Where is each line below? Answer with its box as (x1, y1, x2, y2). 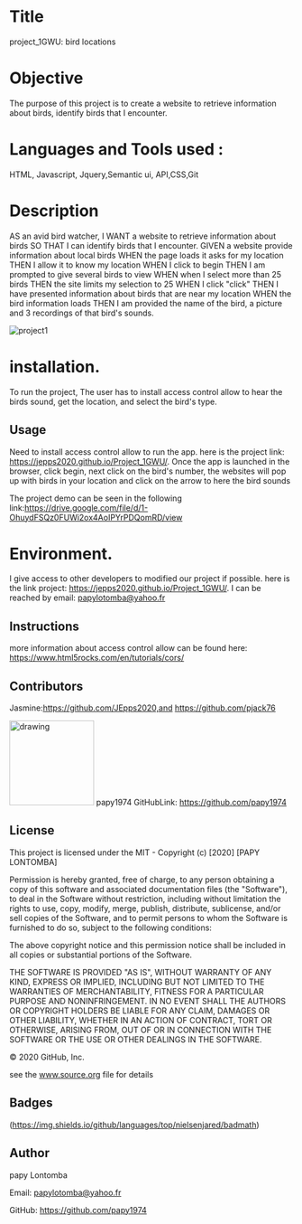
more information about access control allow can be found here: (9, 643, 248, 654)
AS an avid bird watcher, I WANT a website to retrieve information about (9, 231, 277, 241)
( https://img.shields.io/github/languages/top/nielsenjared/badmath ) (9, 1119, 260, 1130)
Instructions (9, 618, 79, 634)
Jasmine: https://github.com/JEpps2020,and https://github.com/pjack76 (9, 702, 277, 713)
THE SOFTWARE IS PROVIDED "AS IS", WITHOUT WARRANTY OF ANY (9, 966, 272, 977)
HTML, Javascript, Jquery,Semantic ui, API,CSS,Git (9, 169, 199, 180)
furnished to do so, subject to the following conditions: (9, 922, 212, 933)
